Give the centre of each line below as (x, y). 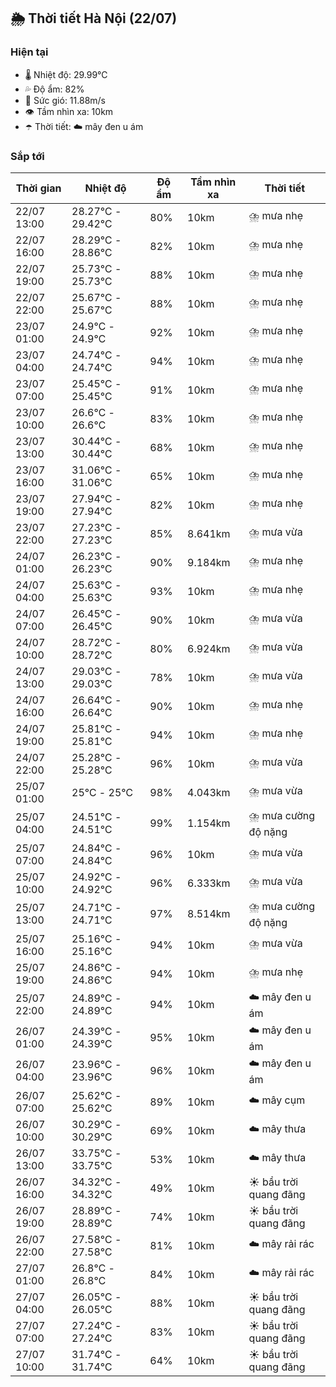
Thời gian (38, 188)
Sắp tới (27, 156)
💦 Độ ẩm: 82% (54, 89)
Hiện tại (29, 52)
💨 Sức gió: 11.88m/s (65, 100)
